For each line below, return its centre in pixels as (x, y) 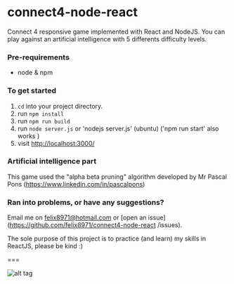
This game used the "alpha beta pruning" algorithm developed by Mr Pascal (117, 177)
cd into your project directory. (60, 106)
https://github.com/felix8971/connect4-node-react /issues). (96, 225)
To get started (32, 90)
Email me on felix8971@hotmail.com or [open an (77, 217)
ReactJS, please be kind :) (45, 246)
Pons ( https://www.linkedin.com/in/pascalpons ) (76, 184)
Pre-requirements (39, 57)
